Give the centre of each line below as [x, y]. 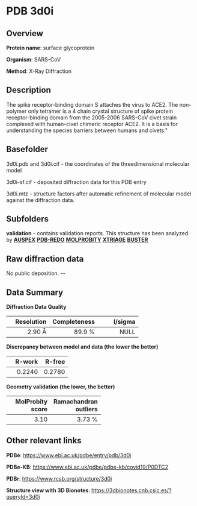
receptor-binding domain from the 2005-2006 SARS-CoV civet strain [92, 117]
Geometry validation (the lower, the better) [61, 387]
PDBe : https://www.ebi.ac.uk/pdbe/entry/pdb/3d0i [69, 455]
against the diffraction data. [41, 200]
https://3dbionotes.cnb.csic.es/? [132, 490]
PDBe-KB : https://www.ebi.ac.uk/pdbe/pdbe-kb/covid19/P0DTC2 [87, 467]
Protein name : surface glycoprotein [50, 48]
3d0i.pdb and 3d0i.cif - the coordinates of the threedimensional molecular [98, 163]
